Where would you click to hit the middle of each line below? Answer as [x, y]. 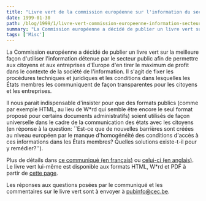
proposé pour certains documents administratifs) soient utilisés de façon [98, 116]
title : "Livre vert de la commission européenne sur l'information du [98, 12]
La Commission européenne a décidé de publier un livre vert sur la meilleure [103, 52]
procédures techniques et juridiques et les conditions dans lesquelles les [98, 78]
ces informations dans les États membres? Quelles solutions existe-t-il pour [102, 142]
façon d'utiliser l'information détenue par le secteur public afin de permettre [102, 59]
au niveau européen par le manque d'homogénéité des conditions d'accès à [103, 136]
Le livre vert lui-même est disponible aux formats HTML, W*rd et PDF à [96, 167]
